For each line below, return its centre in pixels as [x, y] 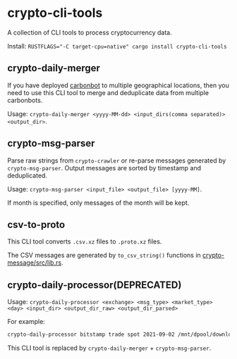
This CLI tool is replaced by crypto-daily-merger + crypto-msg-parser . [109, 348]
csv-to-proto [36, 224]
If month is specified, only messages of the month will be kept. [98, 203]
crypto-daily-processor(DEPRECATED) [95, 285]
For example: [26, 322]
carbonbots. [25, 100]
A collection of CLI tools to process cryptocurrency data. [90, 32]
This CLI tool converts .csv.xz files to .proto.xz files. [85, 241]
